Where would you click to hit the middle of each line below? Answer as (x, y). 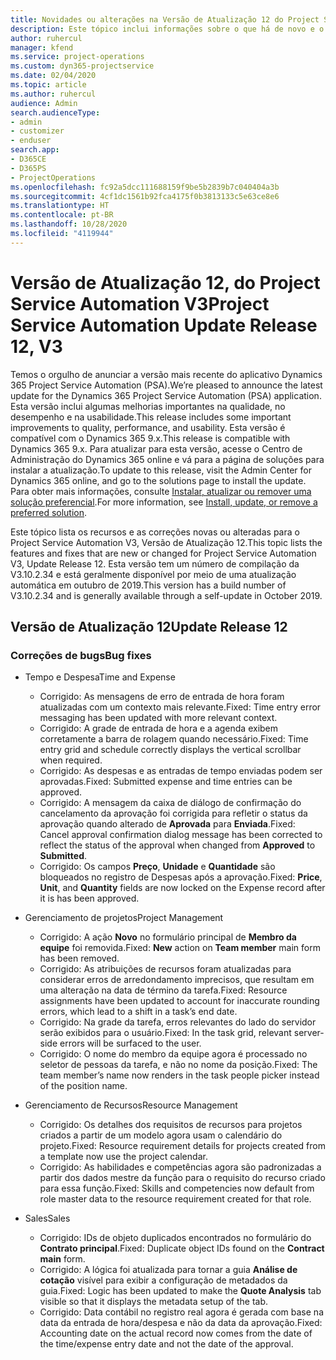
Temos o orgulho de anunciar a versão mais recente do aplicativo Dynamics (166, 374)
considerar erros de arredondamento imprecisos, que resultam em (177, 980)
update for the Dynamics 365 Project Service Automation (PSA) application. (166, 395)
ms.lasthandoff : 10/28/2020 (69, 224)
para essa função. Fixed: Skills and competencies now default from (177, 1188)
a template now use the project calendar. (123, 1157)
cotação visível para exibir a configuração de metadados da (163, 1280)
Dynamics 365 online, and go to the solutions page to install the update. (158, 480)
